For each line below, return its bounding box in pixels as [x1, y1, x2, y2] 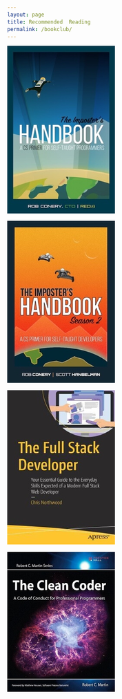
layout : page [7, 11, 45, 18]
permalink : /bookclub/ [7, 26, 72, 32]
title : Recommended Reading [7, 18, 91, 26]
